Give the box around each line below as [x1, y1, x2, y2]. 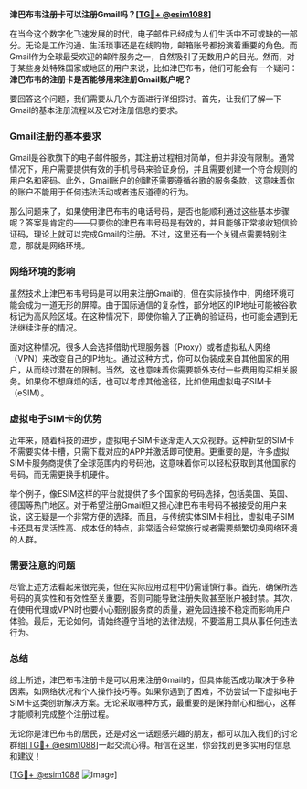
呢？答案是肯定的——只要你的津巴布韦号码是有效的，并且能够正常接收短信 [9, 217, 290, 228]
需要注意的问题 [9, 559, 76, 572]
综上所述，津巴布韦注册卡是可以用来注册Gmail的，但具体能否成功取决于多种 [9, 675, 295, 686]
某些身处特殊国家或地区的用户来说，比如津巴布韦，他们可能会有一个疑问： [16, 63, 298, 73]
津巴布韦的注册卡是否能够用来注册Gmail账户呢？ [9, 74, 192, 85]
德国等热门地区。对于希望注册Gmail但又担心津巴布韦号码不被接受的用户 [9, 500, 280, 510]
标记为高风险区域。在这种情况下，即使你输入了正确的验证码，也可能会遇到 [9, 310, 290, 321]
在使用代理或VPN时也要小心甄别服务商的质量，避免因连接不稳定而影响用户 [9, 605, 291, 615]
